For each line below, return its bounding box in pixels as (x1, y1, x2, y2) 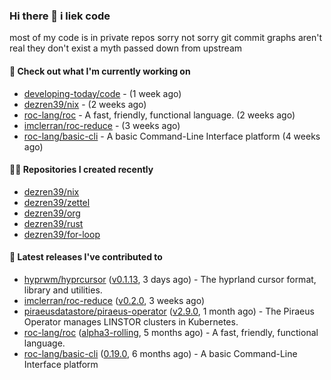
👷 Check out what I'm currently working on (9, 65, 191, 77)
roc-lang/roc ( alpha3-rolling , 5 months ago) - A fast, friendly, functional (23, 326, 319, 338)
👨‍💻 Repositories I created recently (9, 164, 154, 176)
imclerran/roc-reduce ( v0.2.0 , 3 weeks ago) (23, 294, 206, 306)
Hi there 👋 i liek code (9, 9, 111, 23)
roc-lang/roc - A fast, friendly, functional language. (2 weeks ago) (23, 109, 296, 121)
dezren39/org (23, 207, 81, 219)
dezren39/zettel (23, 196, 91, 208)
